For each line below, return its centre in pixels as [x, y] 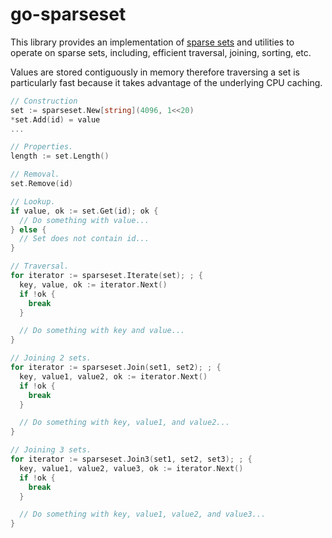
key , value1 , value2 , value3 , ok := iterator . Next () [131, 468]
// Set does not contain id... [84, 239]
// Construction [44, 101]
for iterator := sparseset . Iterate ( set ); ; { [106, 276]
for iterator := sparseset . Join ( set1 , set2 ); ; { [116, 368]
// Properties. [42, 147]
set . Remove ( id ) [42, 184]
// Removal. [35, 174]
